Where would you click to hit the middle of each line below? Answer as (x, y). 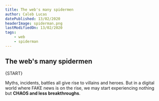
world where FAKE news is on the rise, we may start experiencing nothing (80, 88)
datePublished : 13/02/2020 (33, 19)
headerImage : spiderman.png (34, 23)
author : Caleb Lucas (26, 14)
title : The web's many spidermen (39, 10)
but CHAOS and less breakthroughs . (43, 93)
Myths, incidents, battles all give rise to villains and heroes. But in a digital (80, 83)
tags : (11, 32)
